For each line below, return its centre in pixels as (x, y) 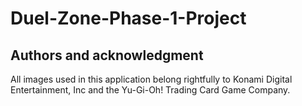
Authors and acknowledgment (107, 55)
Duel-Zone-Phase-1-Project (128, 18)
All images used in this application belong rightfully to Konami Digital (151, 79)
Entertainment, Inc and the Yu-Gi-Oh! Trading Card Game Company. (150, 90)
